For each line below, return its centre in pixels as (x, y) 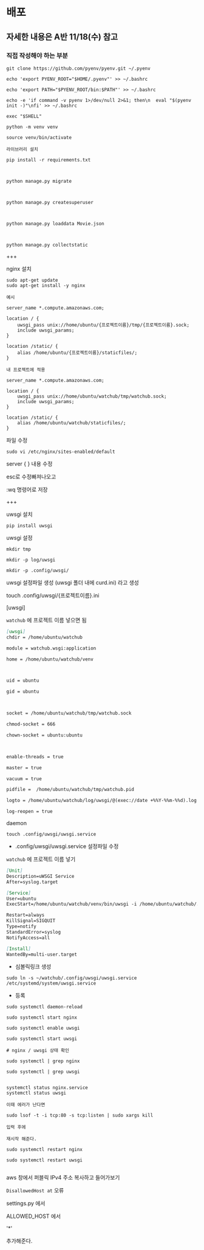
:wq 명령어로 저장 (27, 489)
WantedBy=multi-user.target (42, 954)
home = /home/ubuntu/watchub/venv (50, 659)
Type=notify (21, 926)
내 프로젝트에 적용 (26, 370)
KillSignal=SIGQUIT (31, 921)
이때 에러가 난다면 (26, 1105)
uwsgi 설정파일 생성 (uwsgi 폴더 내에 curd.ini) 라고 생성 (73, 582)
